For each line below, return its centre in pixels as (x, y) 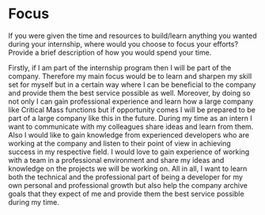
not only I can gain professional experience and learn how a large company (131, 101)
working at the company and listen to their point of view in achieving (119, 143)
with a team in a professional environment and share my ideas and (116, 160)
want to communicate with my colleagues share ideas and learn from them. (131, 126)
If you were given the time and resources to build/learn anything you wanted (132, 36)
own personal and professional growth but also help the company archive (128, 185)
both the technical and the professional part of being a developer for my (126, 177)
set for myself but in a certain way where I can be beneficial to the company (132, 85)
